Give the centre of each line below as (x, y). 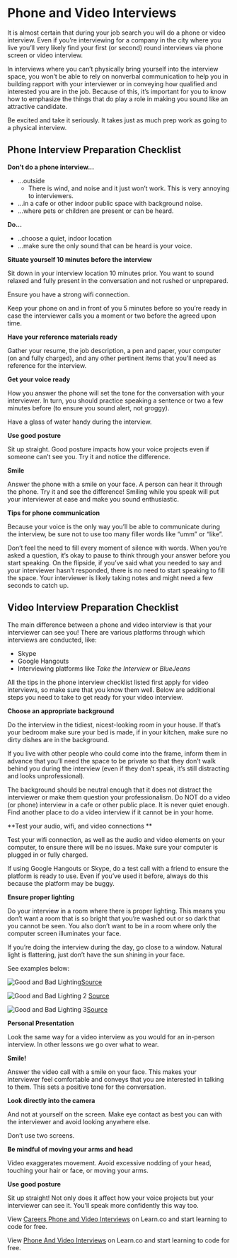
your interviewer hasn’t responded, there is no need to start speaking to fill (116, 570)
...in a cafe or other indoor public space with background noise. (110, 203)
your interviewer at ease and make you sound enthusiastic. (93, 499)
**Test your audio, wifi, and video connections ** (80, 826)
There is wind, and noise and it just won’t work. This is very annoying (129, 188)
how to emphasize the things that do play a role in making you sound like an (118, 99)
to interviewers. (51, 195)
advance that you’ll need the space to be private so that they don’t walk (111, 761)
